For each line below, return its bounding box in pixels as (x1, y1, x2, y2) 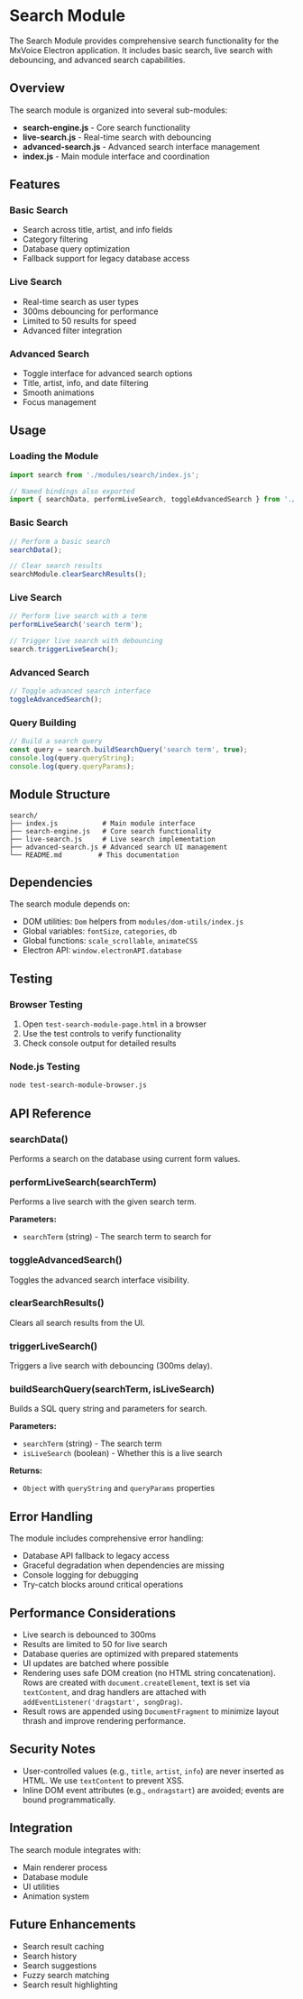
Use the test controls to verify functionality (22, 1028, 182, 1039)
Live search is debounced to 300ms (22, 1629, 156, 1640)
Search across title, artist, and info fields (22, 225, 173, 235)
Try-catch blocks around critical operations (22, 1580, 184, 1590)
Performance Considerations (9, 1605, 176, 1620)
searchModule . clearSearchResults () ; (9, 570, 147, 579)
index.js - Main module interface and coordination (22, 151, 210, 161)
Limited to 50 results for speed (22, 315, 137, 326)
